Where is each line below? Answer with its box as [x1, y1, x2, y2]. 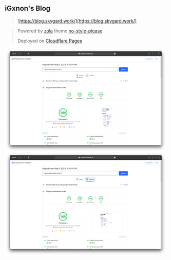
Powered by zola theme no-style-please [17, 28, 103, 34]
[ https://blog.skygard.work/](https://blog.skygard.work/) [17, 17, 137, 24]
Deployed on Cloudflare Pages [17, 38, 83, 44]
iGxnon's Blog [5, 4, 51, 13]
